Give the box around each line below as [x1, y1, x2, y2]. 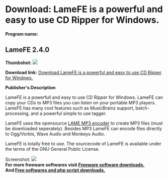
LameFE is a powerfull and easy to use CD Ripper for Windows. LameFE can [5, 94, 163, 100]
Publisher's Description [5, 84, 56, 90]
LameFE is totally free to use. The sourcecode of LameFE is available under [5, 140, 161, 147]
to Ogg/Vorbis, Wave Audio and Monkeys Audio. [5, 131, 106, 137]
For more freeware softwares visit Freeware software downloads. [5, 161, 145, 167]
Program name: [5, 31, 39, 37]
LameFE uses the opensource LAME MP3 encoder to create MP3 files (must [5, 120, 163, 126]
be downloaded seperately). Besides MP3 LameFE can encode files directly [5, 125, 162, 132]
